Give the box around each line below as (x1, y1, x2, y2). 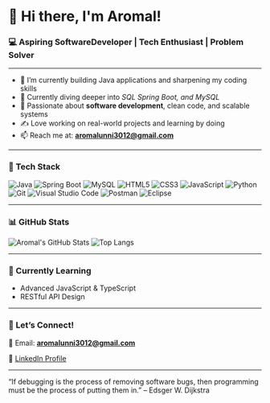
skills (19, 84, 38, 93)
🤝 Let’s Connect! (8, 319, 75, 331)
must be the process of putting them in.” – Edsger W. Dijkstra (8, 385, 211, 395)
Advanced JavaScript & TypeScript (19, 283, 137, 293)
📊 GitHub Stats (8, 216, 70, 228)
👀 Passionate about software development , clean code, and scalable (19, 101, 251, 111)
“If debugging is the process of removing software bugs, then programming (8, 376, 259, 386)
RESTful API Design (19, 292, 86, 302)
